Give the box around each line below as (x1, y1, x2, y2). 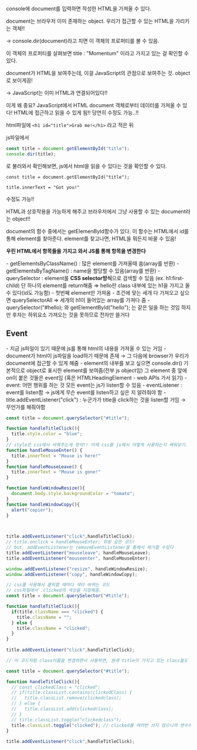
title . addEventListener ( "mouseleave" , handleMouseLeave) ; (6, 550, 151, 555)
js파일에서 (6, 134, 29, 141)
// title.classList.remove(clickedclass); (11, 695, 122, 701)
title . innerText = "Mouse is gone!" (11, 469, 101, 475)
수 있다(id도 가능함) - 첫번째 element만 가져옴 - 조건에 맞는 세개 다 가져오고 (6, 289, 179, 296)
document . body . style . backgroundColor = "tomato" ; (11, 491, 135, 497)
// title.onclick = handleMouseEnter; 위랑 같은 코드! (6, 539, 135, 545)
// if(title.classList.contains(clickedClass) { (11, 690, 133, 696)
